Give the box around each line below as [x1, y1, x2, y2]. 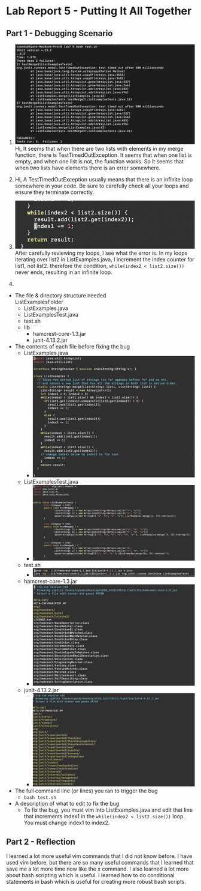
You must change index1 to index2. [23, 819, 110, 827]
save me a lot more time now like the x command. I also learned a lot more [6, 865, 190, 872]
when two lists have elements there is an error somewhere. [14, 164, 161, 172]
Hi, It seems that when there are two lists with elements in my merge [14, 145, 184, 153]
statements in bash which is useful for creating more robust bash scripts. [6, 878, 187, 886]
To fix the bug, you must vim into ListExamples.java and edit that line [23, 806, 193, 813]
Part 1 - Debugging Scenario [6, 28, 113, 38]
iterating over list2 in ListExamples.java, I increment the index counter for [14, 256, 194, 263]
